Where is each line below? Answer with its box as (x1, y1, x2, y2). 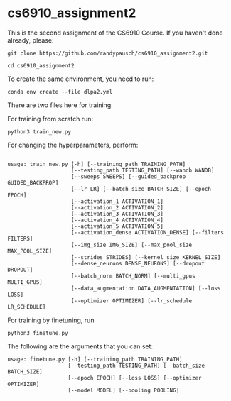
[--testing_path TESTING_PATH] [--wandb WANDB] (70, 167, 215, 174)
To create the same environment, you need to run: (7, 75, 154, 83)
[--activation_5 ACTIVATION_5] (70, 222, 163, 230)
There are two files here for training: (7, 101, 113, 109)
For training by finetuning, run (7, 316, 95, 324)
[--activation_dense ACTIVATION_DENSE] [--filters (70, 229, 224, 236)
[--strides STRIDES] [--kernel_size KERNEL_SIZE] (70, 253, 221, 260)
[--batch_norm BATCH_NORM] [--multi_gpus (70, 272, 195, 280)
